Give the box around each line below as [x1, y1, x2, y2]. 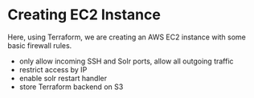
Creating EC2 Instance [7, 6, 162, 24]
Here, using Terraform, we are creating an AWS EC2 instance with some [7, 32, 247, 42]
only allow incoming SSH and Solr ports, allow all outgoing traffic [18, 56, 234, 66]
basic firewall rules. [7, 40, 72, 50]
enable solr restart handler [18, 73, 108, 83]
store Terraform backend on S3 [18, 82, 124, 92]
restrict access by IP [18, 64, 88, 74]
